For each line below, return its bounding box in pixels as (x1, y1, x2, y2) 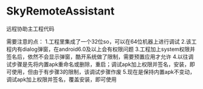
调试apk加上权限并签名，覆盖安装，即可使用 (6, 76, 117, 83)
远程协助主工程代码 (6, 25, 55, 32)
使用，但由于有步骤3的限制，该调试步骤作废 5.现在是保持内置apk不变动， (11, 68, 196, 75)
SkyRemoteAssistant (6, 4, 115, 18)
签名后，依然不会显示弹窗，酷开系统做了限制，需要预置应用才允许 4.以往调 (6, 53, 194, 60)
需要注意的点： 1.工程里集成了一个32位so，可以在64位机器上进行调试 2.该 (6, 38, 191, 45)
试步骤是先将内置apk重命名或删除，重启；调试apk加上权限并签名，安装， (6, 61, 190, 68)
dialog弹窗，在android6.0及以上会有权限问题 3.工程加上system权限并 (22, 45, 196, 53)
